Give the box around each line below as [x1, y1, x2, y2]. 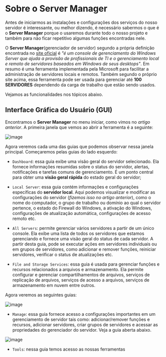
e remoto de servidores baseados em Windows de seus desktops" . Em [5, 61, 150, 67]
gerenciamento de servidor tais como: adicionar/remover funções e [12, 316, 150, 322]
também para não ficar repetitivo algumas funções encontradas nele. [5, 35, 146, 41]
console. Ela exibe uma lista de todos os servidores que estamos [12, 230, 145, 236]
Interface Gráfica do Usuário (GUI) [5, 106, 113, 114]
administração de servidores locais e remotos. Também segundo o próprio [5, 71, 157, 77]
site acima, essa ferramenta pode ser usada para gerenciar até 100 [5, 76, 142, 82]
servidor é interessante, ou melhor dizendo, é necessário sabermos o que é [5, 24, 160, 30]
